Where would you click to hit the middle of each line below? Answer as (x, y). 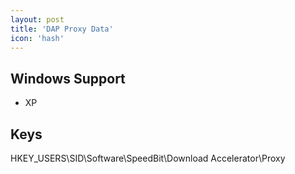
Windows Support (68, 78)
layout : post (37, 19)
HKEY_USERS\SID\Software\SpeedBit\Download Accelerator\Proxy (148, 158)
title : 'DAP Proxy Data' (62, 29)
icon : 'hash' (37, 38)
